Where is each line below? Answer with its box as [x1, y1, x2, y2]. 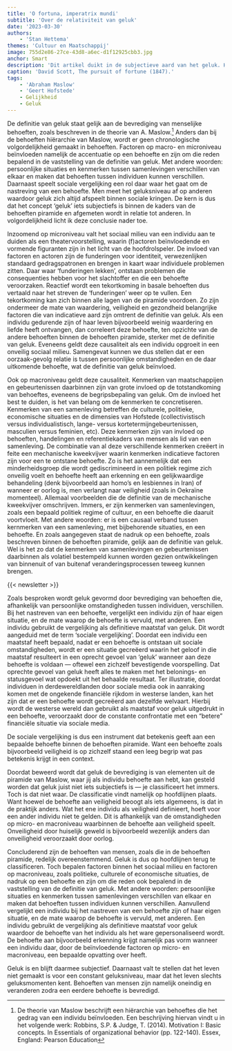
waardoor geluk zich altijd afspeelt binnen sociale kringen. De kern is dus [7, 194, 216, 202]
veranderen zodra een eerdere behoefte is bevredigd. [7, 986, 160, 994]
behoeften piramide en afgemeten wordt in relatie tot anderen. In [7, 209, 191, 217]
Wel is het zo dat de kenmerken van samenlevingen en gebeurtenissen [7, 545, 209, 553]
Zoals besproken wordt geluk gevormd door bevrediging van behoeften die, [7, 594, 223, 602]
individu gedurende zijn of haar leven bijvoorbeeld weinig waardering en [7, 318, 213, 326]
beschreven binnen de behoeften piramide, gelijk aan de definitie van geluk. [7, 538, 223, 546]
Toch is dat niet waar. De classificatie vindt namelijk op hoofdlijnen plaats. [7, 790, 217, 798]
